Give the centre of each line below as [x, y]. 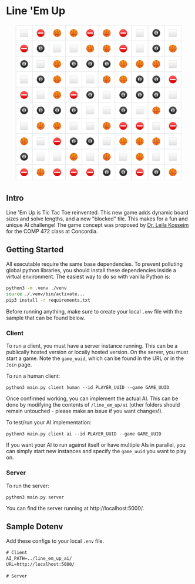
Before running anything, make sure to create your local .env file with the [94, 312]
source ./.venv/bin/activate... [46, 294]
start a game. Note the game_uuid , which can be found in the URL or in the [95, 358]
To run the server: [28, 486]
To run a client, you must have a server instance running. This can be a [92, 346]
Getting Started [35, 250]
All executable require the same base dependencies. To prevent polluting [95, 264]
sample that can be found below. [46, 318]
